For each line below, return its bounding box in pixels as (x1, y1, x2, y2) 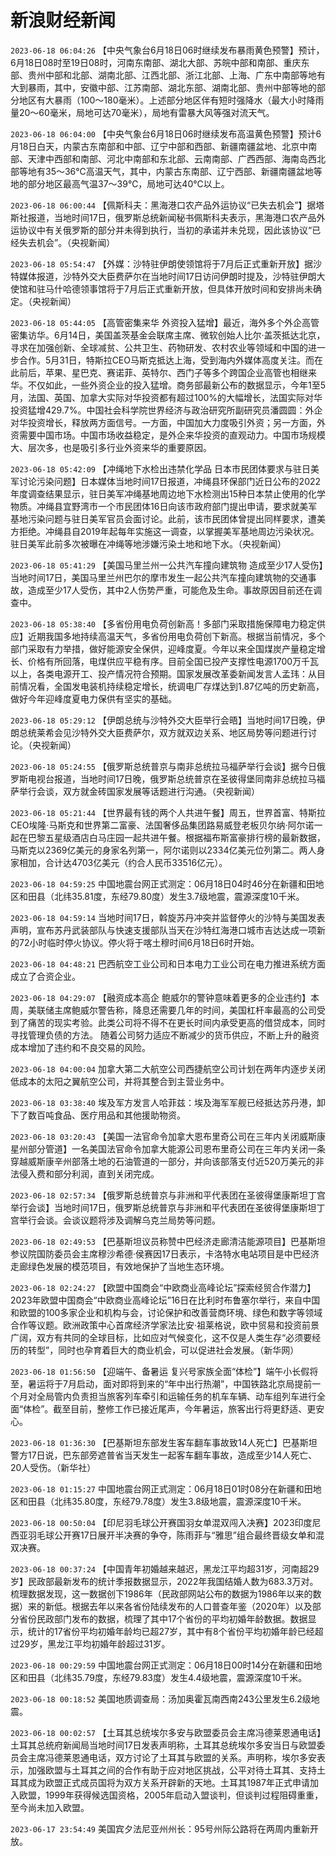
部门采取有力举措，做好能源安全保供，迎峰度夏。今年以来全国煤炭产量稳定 (10, 642, 317, 655)
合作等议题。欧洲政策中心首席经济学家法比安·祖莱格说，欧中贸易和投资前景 (10, 1319, 320, 1331)
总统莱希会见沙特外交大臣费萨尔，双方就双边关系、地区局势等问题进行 (18, 726, 308, 738)
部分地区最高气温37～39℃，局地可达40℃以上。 (27, 177, 230, 190)
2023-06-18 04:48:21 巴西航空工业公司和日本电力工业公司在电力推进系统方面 (10, 957, 326, 970)
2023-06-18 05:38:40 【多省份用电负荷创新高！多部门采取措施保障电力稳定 (10, 617, 317, 630)
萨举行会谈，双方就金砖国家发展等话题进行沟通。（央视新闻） (10, 785, 260, 797)
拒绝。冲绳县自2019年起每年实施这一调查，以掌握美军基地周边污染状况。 (18, 525, 320, 537)
